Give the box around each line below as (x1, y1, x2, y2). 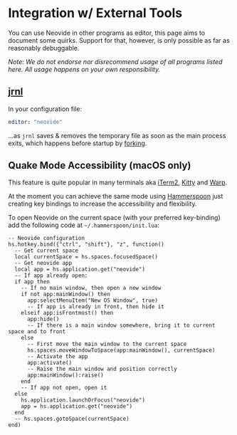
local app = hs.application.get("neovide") (14, 266, 145, 273)
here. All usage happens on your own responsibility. (8, 65, 161, 73)
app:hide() (26, 315, 60, 323)
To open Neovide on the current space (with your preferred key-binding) (8, 214, 221, 222)
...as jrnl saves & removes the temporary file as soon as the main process (8, 131, 226, 140)
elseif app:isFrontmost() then (21, 310, 114, 317)
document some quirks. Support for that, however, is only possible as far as (8, 36, 230, 44)
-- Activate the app (26, 353, 88, 360)
